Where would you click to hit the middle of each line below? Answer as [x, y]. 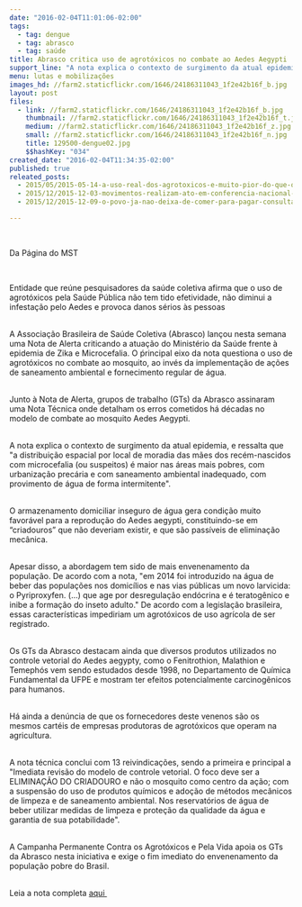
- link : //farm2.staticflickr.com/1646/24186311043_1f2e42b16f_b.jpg [150, 110]
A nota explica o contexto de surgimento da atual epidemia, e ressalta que [147, 445]
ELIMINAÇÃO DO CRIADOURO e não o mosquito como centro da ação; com [149, 781]
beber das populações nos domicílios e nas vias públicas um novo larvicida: [150, 585]
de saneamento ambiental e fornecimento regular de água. [118, 372]
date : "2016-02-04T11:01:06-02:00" [76, 18]
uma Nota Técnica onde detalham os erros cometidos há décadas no [137, 408]
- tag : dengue [44, 34]
